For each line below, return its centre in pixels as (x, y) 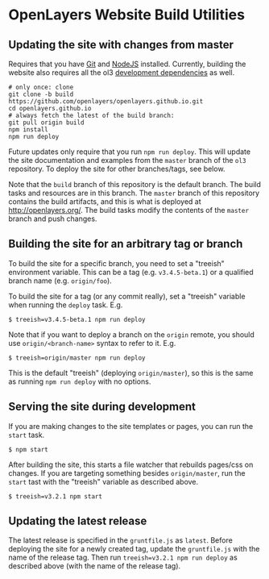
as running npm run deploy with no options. (80, 381)
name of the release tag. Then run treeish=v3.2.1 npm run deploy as (123, 557)
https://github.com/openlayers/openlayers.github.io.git (106, 102)
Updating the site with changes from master (121, 45)
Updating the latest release (78, 521)
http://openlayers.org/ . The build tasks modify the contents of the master (129, 210)
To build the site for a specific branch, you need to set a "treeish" (117, 263)
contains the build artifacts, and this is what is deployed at (105, 202)
